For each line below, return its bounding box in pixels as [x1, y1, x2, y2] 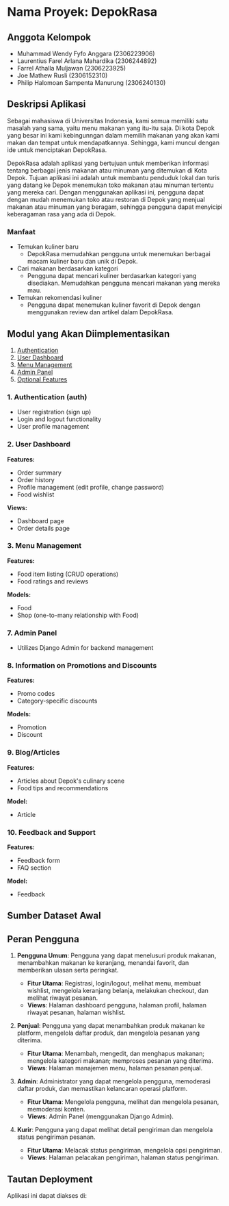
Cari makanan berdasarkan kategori [16, 264, 118, 273]
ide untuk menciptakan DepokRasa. [7, 145, 107, 154]
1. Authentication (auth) [7, 392, 87, 401]
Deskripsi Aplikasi [7, 99, 86, 110]
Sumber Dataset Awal [7, 910, 101, 922]
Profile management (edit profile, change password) [16, 483, 164, 491]
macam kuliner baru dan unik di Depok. [27, 257, 138, 266]
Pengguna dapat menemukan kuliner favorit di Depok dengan [27, 301, 200, 309]
